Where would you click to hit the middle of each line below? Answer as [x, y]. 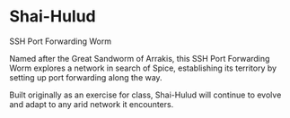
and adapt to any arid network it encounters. [92, 104]
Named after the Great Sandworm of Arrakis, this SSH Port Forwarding [140, 58]
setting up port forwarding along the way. [86, 77]
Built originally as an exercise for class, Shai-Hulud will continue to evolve [145, 95]
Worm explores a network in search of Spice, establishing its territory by [143, 68]
